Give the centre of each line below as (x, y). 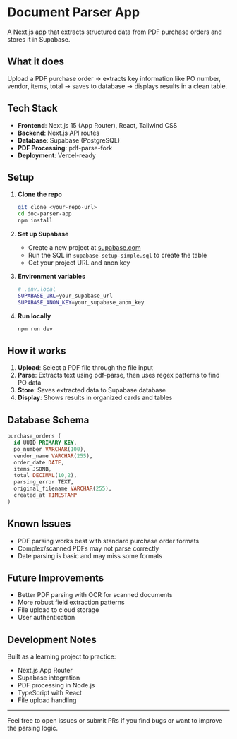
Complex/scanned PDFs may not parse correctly (88, 548)
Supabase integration (49, 678)
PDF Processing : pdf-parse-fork (65, 148)
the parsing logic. (33, 728)
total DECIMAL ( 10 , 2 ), (45, 476)
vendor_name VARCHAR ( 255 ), (53, 456)
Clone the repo (39, 194)
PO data (29, 383)
